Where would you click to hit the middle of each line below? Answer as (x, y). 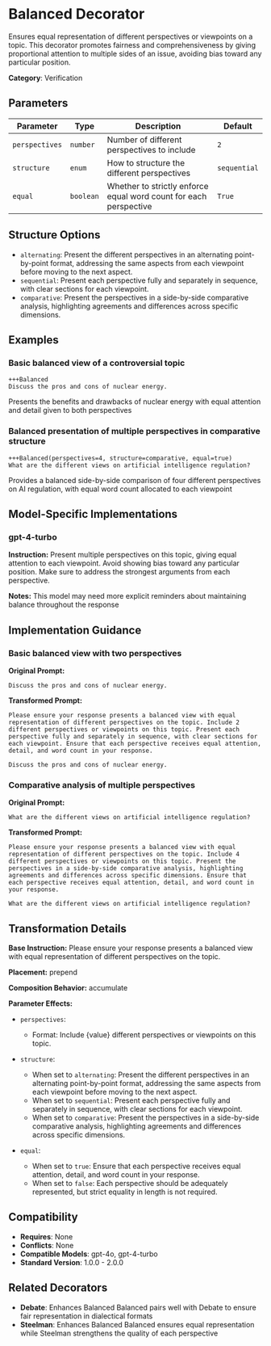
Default (238, 126)
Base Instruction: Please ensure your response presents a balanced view (131, 948)
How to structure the (146, 162)
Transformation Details (68, 929)
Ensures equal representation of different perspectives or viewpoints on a (131, 36)
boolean (84, 196)
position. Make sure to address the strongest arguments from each (119, 572)
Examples (33, 340)
